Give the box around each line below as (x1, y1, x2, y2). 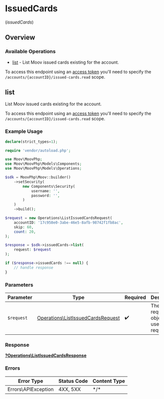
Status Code (58, 377, 88, 384)
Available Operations (5, 48, 56, 55)
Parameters (5, 281, 33, 288)
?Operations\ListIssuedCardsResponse (5, 352, 87, 358)
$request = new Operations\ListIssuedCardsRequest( (5, 216, 112, 221)
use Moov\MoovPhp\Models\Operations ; (5, 166, 82, 171)
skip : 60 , (14, 224, 34, 229)
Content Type (92, 377, 125, 384)
